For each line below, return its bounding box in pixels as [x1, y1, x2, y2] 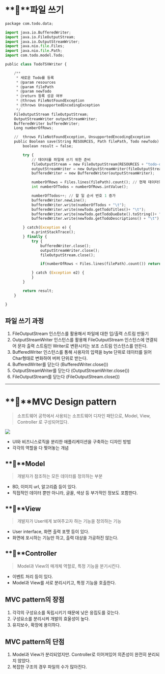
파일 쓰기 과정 [5, 316, 44, 325]
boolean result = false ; [23, 144, 74, 149]
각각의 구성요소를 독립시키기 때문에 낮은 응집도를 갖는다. [12, 609, 120, 615]
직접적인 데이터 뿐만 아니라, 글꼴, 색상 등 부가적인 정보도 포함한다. [12, 490, 138, 496]
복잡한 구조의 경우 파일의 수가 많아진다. [12, 664, 87, 670]
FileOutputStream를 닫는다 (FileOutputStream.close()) [12, 374, 120, 380]
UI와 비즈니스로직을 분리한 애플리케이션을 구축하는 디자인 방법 [12, 439, 131, 445]
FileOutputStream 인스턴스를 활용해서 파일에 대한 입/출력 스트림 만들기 [12, 331, 149, 337]
